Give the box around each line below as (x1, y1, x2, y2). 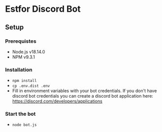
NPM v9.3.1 (12, 54, 35, 60)
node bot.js (12, 123, 37, 128)
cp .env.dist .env (12, 83, 50, 89)
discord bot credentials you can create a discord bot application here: (12, 93, 154, 99)
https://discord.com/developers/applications (12, 98, 103, 104)
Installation (5, 66, 33, 73)
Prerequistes (5, 38, 37, 45)
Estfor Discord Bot (5, 3, 81, 15)
